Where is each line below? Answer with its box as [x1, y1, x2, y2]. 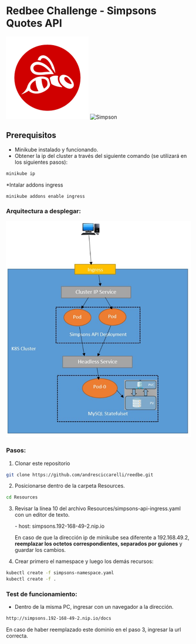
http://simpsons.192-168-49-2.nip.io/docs [6, 615, 111, 622]
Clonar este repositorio [14, 460, 70, 467]
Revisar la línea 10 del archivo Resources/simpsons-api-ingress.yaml [14, 505, 181, 512]
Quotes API [6, 16, 63, 30]
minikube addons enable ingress [6, 193, 85, 199]
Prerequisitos [6, 130, 57, 140]
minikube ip [6, 170, 35, 177]
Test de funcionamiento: [6, 590, 77, 598]
